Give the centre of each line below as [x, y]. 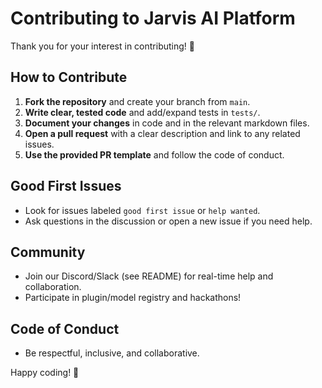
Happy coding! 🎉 [45, 373]
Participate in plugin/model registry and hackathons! [133, 298]
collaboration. [53, 287]
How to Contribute [69, 77]
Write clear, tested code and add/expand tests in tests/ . [142, 112]
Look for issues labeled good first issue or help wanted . [142, 210]
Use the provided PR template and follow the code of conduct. [154, 154]
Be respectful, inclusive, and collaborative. [112, 353]
